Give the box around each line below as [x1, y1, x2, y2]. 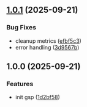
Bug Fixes [6, 23, 37, 32]
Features [6, 79, 34, 88]
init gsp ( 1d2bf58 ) [15, 94, 60, 101]
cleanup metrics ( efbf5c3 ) [15, 37, 81, 45]
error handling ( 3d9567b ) [15, 43, 80, 51]
